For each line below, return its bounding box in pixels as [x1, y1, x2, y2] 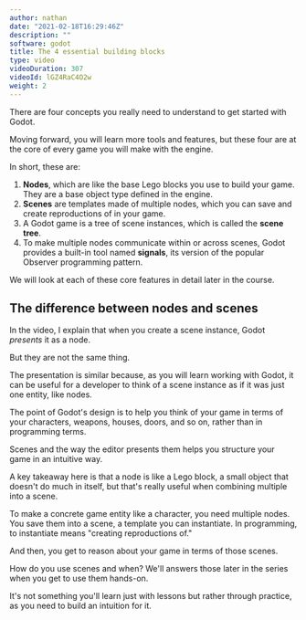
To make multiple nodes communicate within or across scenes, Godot [22, 236, 286, 247]
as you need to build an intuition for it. [9, 600, 153, 612]
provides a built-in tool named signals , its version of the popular [22, 247, 265, 257]
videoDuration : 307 [9, 65, 84, 74]
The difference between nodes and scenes [9, 300, 259, 316]
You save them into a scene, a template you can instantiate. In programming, [9, 518, 298, 530]
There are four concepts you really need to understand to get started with [9, 106, 287, 117]
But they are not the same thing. [9, 352, 131, 363]
